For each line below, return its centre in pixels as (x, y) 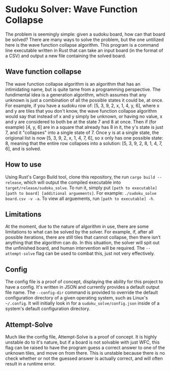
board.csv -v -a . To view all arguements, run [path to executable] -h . (80, 198)
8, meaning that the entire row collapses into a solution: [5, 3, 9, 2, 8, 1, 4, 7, (84, 143)
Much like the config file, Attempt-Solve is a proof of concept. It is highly (81, 337)
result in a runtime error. (30, 364)
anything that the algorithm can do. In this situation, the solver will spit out (82, 243)
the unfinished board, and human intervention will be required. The (75, 248)
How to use (23, 165)
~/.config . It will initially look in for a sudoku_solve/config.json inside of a (82, 303)
